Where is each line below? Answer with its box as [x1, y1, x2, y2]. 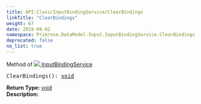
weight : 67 [6, 20, 34, 26]
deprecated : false [6, 37, 53, 43]
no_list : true [6, 43, 43, 50]
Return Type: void [6, 84, 53, 91]
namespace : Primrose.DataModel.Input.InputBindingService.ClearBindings [6, 32, 196, 38]
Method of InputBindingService [6, 61, 93, 68]
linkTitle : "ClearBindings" [6, 15, 78, 21]
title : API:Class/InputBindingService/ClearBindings [6, 9, 144, 15]
